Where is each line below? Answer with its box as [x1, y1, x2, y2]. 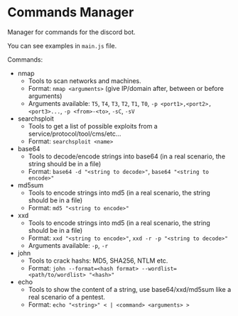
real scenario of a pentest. [28, 293, 105, 301]
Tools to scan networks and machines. [28, 76, 142, 85]
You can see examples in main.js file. [7, 41, 117, 50]
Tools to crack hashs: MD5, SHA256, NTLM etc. [28, 256, 168, 265]
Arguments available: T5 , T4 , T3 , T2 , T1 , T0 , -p [28, 99, 158, 107]
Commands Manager [7, 4, 134, 21]
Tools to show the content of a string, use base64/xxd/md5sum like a [28, 285, 232, 293]
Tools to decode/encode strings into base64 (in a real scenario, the [28, 152, 226, 160]
